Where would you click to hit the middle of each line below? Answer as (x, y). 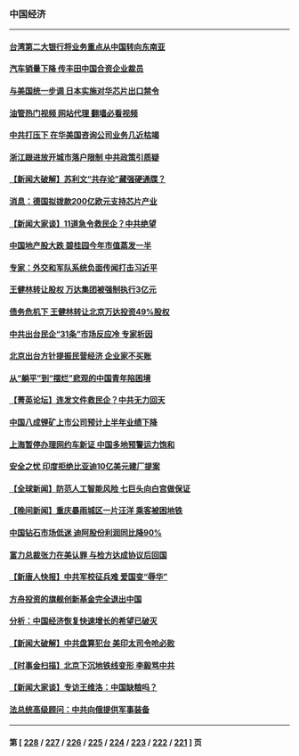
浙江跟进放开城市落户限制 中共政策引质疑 (85, 157)
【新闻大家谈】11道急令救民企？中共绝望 (83, 223)
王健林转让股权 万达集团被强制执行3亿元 (83, 290)
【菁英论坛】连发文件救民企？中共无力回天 (87, 400)
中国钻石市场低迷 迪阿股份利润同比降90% (86, 532)
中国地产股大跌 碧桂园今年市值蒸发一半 (81, 245)
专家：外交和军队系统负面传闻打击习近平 (83, 267)
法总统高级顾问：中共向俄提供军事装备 (79, 709)
